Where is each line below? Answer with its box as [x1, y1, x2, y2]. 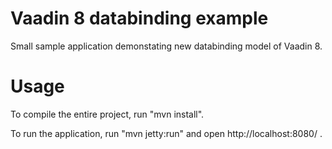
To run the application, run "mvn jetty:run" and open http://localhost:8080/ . [10, 127, 323, 139]
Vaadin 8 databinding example [10, 7, 269, 30]
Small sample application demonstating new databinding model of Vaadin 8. [10, 40, 323, 52]
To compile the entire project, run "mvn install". [10, 108, 205, 120]
